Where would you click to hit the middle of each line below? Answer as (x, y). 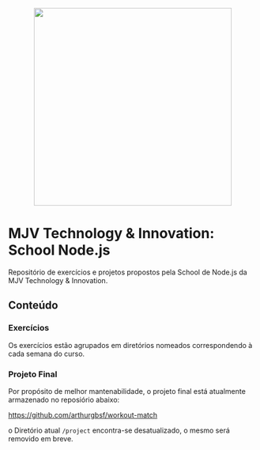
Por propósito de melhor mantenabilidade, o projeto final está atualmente (127, 391)
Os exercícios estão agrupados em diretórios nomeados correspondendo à (130, 345)
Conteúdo (33, 306)
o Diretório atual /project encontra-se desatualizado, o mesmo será (119, 430)
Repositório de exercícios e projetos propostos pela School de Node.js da (128, 272)
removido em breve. (41, 438)
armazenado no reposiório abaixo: (64, 399)
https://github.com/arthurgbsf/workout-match (83, 414)
